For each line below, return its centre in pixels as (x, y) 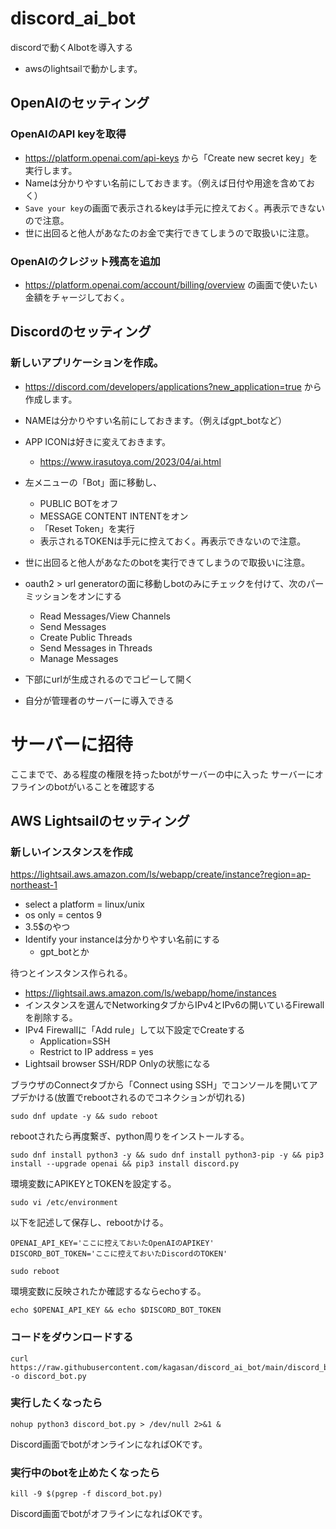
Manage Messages (79, 658)
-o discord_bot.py (48, 1376)
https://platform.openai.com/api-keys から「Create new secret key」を (171, 158)
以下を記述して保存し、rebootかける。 (89, 1223)
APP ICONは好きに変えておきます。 (97, 441)
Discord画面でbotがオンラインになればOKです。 (109, 1444)
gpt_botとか (64, 952)
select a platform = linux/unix (84, 904)
